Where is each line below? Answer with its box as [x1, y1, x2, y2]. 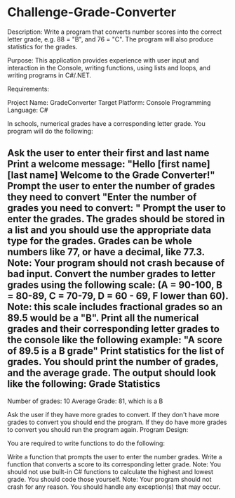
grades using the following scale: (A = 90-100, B [7, 279, 223, 291]
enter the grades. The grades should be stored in [7, 213, 225, 225]
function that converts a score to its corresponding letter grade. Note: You [7, 460, 222, 468]
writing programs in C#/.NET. [7, 71, 92, 79]
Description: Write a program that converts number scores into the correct [7, 27, 222, 36]
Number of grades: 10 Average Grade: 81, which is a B [7, 397, 163, 405]
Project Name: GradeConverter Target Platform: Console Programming [7, 98, 211, 106]
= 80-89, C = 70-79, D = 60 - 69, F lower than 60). [7, 290, 229, 302]
